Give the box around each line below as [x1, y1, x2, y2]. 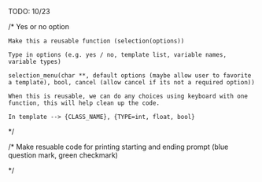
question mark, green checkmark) [8, 150, 118, 160]
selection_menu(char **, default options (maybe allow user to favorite [8, 72, 252, 80]
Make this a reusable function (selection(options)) [8, 37, 185, 45]
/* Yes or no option [8, 22, 69, 31]
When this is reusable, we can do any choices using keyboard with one [8, 92, 248, 100]
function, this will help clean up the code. [8, 99, 160, 107]
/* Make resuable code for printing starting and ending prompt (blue [8, 142, 229, 151]
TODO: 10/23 [8, 7, 50, 16]
